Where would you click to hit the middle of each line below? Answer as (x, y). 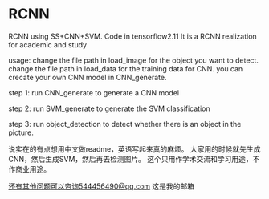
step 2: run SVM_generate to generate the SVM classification (109, 108)
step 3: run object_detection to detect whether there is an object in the (125, 124)
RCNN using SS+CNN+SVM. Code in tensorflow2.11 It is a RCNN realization (132, 36)
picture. (21, 132)
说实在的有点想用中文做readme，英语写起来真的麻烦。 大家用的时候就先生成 (134, 148)
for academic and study (47, 44)
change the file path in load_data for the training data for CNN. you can (126, 68)
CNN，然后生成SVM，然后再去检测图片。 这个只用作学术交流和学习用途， (130, 159)
